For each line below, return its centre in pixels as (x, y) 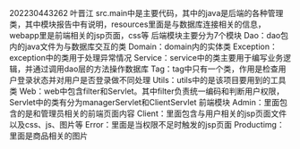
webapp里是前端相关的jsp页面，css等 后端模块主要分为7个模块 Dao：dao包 (149, 35)
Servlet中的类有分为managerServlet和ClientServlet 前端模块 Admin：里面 (145, 102)
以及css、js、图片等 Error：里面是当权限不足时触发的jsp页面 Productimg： (147, 124)
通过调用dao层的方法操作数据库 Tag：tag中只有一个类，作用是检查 (156, 69)
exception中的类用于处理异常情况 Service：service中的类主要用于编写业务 (146, 58)
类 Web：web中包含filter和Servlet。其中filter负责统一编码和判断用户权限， (147, 91)
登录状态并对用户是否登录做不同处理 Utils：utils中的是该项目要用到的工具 (151, 80)
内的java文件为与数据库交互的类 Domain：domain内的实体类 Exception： (143, 46)
